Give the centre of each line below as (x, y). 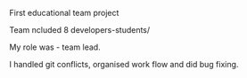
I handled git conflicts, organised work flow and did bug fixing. (124, 64)
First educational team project (64, 13)
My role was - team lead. (55, 47)
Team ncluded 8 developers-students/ (80, 30)
